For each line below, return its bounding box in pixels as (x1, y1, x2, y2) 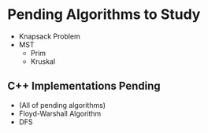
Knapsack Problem (18, 31, 80, 41)
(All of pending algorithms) (18, 100, 106, 109)
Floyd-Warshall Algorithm (18, 109, 102, 118)
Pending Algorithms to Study (7, 6, 201, 24)
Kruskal (30, 57, 56, 66)
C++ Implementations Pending (7, 79, 161, 93)
